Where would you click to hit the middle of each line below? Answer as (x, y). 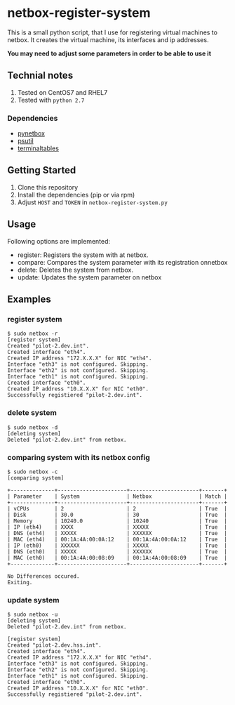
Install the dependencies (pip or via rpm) (76, 195)
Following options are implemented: (59, 241)
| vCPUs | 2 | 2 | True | (117, 508)
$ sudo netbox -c (33, 472)
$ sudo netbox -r (33, 334)
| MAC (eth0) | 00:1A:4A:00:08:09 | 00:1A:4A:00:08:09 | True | (117, 558)
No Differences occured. (43, 576)
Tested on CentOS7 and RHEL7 (62, 92)
